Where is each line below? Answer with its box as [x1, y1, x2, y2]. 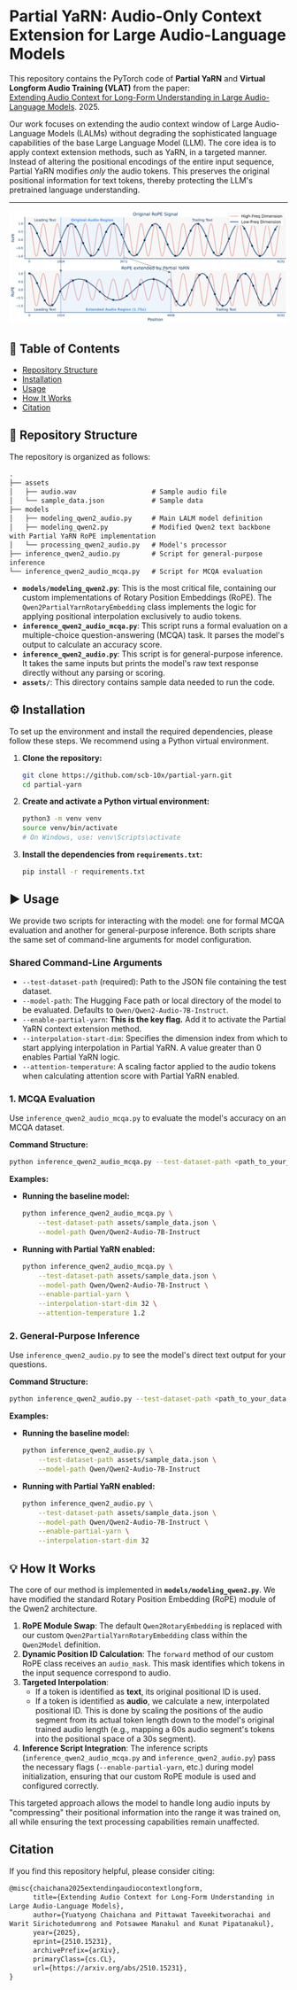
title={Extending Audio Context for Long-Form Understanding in [32, 1893, 275, 1901]
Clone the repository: [21, 752, 103, 763]
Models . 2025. [47, 101, 100, 112]
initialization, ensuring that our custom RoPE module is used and [21, 1771, 256, 1782]
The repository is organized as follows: [9, 451, 151, 462]
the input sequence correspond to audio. [21, 1667, 171, 1678]
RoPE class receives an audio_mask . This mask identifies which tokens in [21, 1659, 286, 1669]
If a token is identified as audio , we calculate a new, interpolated [34, 1696, 270, 1706]
